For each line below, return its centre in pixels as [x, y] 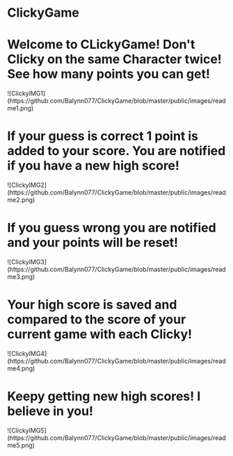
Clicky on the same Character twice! [115, 59]
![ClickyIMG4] [27, 353]
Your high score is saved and [92, 305]
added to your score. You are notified [116, 151]
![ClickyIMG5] [27, 430]
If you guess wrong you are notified [112, 228]
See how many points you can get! [109, 74]
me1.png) [21, 108]
